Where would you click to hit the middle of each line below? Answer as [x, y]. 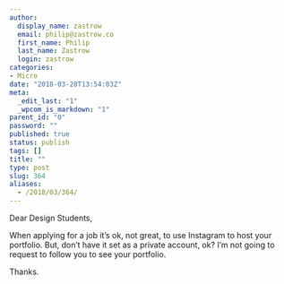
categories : [31, 68]
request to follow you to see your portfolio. [88, 254]
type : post [30, 168]
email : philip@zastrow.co [66, 34]
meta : [19, 92]
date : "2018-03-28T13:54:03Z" [66, 84]
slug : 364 [28, 176]
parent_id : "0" [38, 117]
